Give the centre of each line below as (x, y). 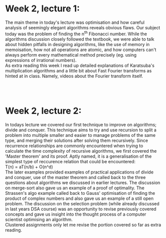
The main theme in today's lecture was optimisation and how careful (75, 22)
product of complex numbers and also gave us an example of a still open (79, 198)
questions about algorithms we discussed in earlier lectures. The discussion (83, 182)
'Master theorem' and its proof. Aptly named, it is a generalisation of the (79, 156)
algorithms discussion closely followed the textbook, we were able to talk (80, 39)
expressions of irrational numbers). (41, 60)
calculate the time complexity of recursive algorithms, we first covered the (81, 151)
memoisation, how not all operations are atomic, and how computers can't (81, 50)
